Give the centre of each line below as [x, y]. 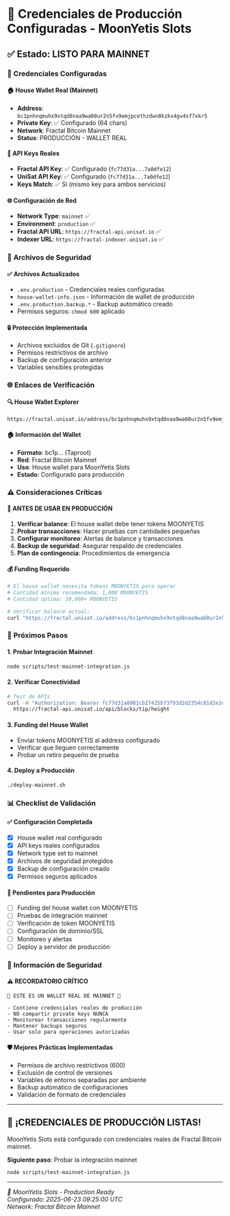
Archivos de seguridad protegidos [65, 861]
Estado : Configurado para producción [71, 474]
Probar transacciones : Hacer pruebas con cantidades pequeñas [108, 531]
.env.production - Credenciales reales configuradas [91, 290]
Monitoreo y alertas [44, 939]
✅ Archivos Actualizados [43, 273]
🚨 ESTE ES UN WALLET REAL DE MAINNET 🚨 [64, 995]
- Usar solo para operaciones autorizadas [68, 1032]
